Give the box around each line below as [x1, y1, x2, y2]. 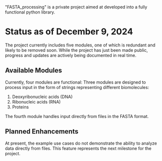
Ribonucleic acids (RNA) [12, 99, 61, 104]
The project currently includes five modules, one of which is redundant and [5, 42, 156, 48]
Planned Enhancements [5, 128, 79, 136]
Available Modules [5, 66, 62, 74]
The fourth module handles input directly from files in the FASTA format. [5, 113, 149, 119]
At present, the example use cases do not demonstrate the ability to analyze [5, 140, 157, 146]
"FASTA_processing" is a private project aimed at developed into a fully [5, 4, 147, 10]
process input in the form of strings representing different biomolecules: [5, 84, 149, 90]
